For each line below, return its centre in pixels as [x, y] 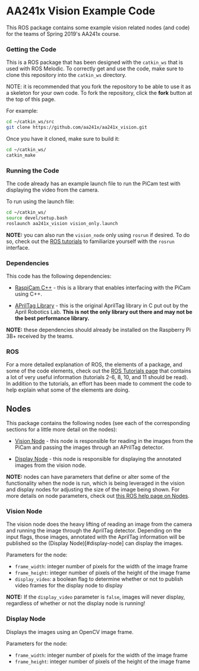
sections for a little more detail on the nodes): [62, 430]
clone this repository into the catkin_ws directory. [66, 75]
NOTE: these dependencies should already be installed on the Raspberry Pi [99, 330]
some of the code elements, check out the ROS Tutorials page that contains [99, 371]
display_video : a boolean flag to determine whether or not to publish [99, 579]
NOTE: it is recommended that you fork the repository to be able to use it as [99, 87]
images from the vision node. [50, 465]
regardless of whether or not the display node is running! [76, 604]
